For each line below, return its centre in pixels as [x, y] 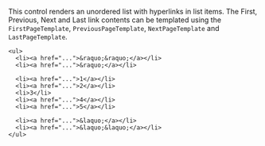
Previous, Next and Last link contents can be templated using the [115, 20]
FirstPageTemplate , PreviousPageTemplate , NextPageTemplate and [114, 28]
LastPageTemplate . [38, 36]
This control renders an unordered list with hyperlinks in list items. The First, [133, 12]
